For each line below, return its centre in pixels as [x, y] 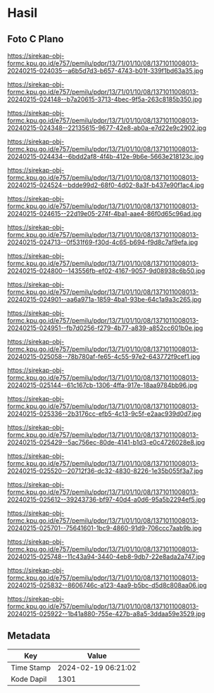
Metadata [29, 636]
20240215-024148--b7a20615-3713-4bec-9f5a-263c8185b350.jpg [105, 99]
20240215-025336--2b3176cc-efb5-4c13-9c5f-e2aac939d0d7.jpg [105, 414]
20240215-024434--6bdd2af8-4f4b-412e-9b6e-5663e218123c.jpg [106, 157]
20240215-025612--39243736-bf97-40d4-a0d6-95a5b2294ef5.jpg [106, 500]
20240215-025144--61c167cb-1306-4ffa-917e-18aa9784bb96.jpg [102, 385]
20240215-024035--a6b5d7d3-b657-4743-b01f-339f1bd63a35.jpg [105, 71]
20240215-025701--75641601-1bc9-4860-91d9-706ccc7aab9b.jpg [105, 528]
